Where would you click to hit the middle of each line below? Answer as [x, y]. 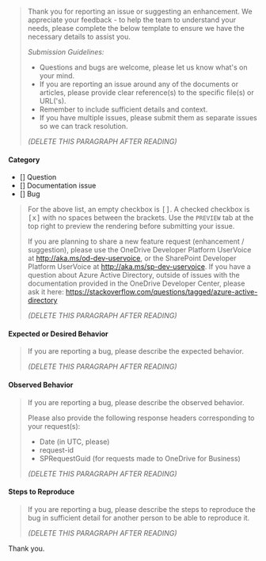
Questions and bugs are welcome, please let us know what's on [143, 67]
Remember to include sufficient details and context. [123, 109]
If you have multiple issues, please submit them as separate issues [148, 118]
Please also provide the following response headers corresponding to [141, 418]
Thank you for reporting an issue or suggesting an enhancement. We [140, 11]
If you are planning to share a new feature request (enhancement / [136, 241]
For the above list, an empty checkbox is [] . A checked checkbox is [139, 210]
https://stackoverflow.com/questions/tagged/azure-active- [162, 292]
